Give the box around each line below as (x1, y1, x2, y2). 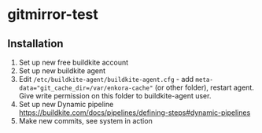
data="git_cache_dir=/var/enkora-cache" (18, 84, 153, 92)
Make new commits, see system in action (18, 116, 153, 125)
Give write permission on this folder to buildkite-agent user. (18, 91, 212, 100)
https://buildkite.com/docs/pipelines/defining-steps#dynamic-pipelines (18, 108, 251, 117)
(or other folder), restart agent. (154, 83, 255, 92)
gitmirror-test (7, 6, 99, 24)
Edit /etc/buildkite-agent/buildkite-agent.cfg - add (18, 75, 194, 83)
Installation (7, 37, 64, 50)
